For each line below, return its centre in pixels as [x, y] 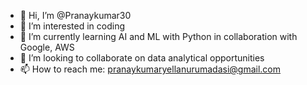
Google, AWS [47, 47]
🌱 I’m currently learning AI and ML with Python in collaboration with [158, 36]
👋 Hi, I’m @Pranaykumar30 [75, 15]
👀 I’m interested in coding [72, 26]
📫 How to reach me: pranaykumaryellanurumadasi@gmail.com [150, 69]
